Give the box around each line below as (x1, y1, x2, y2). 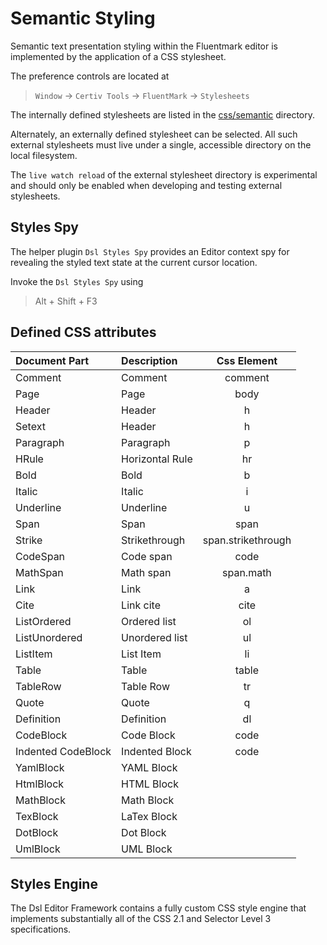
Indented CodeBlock (15, 744, 112, 758)
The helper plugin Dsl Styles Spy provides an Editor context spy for (10, 245, 290, 257)
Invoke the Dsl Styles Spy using (10, 275, 144, 287)
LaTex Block (121, 809, 178, 823)
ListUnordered (15, 630, 83, 644)
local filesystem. (10, 149, 78, 161)
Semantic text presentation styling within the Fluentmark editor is (10, 40, 279, 52)
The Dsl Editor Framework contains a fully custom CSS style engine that (10, 902, 307, 914)
